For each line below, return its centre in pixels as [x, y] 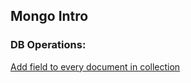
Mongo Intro [49, 16]
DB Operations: [48, 45]
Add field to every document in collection [95, 66]
